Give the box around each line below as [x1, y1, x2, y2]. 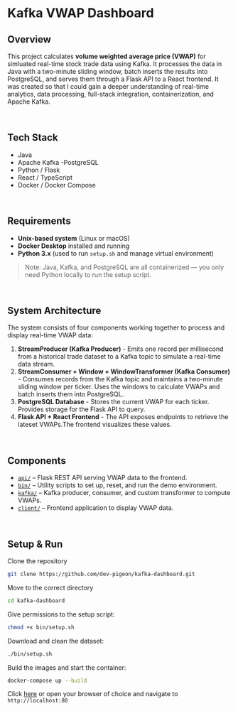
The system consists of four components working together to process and [7, 323, 225, 332]
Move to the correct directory [7, 583, 94, 592]
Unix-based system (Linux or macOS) [17, 234, 130, 242]
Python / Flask [17, 165, 60, 174]
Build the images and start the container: [7, 663, 126, 672]
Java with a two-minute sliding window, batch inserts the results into [7, 67, 208, 75]
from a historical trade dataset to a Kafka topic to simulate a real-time [17, 352, 222, 361]
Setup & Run [7, 538, 63, 550]
